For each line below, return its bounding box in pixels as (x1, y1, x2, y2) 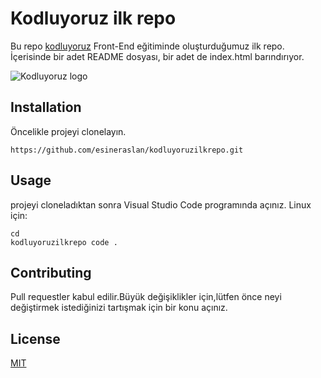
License (10, 330, 61, 347)
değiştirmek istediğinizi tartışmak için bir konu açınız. (10, 302, 228, 314)
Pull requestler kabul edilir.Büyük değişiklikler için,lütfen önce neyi (10, 291, 282, 303)
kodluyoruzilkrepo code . (10, 237, 118, 247)
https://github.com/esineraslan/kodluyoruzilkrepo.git (10, 145, 244, 155)
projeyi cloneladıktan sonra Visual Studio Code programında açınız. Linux (10, 198, 312, 211)
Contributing (10, 264, 92, 281)
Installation (10, 99, 82, 116)
